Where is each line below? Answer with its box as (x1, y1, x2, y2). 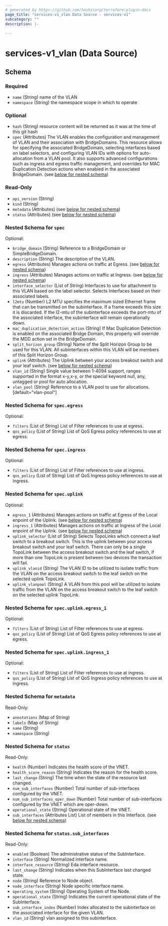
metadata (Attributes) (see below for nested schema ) (12, 206, 121, 212)
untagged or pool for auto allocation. (12, 378, 88, 384)
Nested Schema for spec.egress (5, 401, 83, 408)
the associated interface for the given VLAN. (12, 910, 104, 916)
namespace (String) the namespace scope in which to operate (12, 99, 137, 106)
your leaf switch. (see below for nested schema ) (12, 362, 112, 368)
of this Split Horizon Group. (12, 352, 69, 358)
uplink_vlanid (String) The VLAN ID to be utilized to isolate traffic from (12, 565, 158, 571)
